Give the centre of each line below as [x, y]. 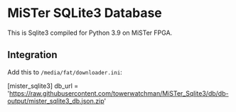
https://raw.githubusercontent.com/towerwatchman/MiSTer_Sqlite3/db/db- [119, 93]
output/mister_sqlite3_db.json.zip [56, 101]
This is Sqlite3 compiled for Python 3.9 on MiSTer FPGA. [90, 33]
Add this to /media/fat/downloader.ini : [65, 72]
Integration [33, 55]
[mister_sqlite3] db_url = [43, 86]
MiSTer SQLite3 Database [85, 13]
